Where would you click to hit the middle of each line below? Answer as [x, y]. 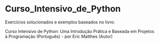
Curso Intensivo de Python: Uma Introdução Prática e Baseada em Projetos [80, 31]
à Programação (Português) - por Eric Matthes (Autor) [59, 36]
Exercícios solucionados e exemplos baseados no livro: [60, 22]
